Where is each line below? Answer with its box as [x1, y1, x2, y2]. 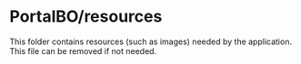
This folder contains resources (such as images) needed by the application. [9, 36, 293, 47]
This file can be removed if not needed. [9, 45, 157, 56]
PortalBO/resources [9, 6, 163, 27]
